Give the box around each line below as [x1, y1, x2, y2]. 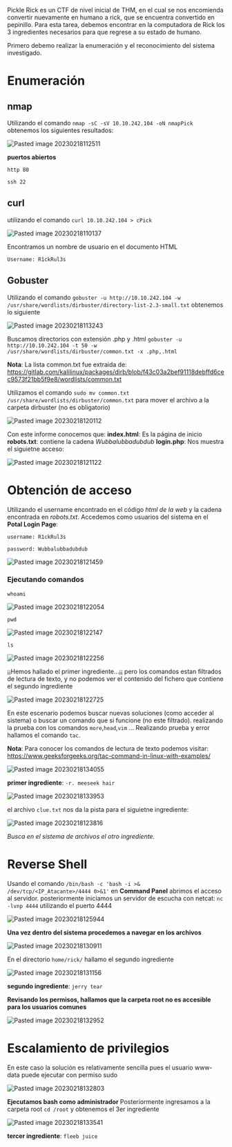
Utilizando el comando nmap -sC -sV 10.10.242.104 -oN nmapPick [7, 119, 193, 127]
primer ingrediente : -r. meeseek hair [7, 779, 115, 787]
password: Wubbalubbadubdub [7, 545, 88, 553]
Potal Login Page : [7, 519, 59, 528]
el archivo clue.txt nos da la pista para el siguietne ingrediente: [7, 805, 189, 813]
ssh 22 [7, 179, 26, 186]
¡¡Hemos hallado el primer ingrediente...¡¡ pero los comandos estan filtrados [7, 667, 222, 675]
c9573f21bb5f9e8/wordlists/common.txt [7, 375, 122, 383]
